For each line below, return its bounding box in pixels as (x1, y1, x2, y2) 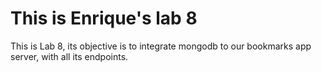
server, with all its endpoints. (10, 50, 129, 62)
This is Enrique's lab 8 (10, 7, 198, 30)
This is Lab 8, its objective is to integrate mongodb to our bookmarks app (10, 40, 312, 52)
